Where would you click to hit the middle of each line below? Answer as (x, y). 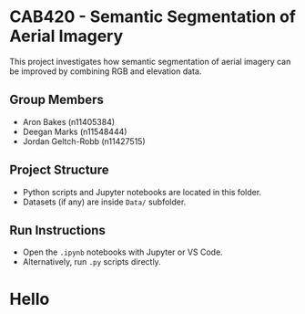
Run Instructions (58, 230)
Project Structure (59, 170)
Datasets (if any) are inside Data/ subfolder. (104, 202)
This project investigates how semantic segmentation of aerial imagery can (150, 61)
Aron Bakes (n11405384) (69, 121)
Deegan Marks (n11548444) (75, 131)
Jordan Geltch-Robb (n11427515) (84, 141)
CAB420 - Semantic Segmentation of (152, 17)
